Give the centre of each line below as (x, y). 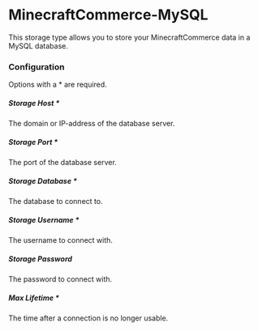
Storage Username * (44, 219)
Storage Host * (34, 103)
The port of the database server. (63, 163)
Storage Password (41, 259)
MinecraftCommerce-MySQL (108, 15)
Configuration (37, 66)
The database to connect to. (56, 202)
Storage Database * (43, 180)
